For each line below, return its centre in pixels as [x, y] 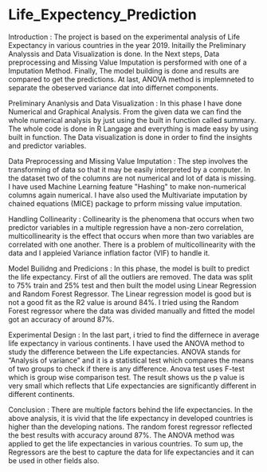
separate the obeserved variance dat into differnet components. [114, 87]
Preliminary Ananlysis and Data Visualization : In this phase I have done [125, 103]
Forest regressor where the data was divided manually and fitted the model [132, 311]
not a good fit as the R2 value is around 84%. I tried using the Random [124, 302]
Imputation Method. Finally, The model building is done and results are [124, 70]
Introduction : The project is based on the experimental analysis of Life [124, 37]
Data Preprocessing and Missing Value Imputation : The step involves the [128, 161]
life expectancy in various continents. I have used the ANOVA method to [126, 343]
